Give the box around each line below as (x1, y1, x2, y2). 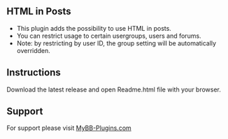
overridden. (16, 46, 50, 54)
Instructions (6, 66, 61, 79)
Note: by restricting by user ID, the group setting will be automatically (16, 38, 217, 47)
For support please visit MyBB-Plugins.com (6, 124, 132, 132)
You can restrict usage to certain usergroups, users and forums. (16, 31, 201, 40)
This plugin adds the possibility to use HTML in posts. (16, 24, 172, 32)
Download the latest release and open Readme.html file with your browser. (6, 85, 222, 94)
